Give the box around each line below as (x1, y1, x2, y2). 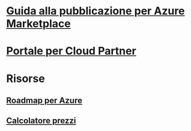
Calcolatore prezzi (6, 115, 76, 126)
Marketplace (6, 17, 71, 31)
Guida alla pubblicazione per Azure (6, 4, 185, 18)
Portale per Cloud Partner (6, 44, 136, 58)
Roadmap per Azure (6, 95, 83, 105)
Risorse (6, 72, 45, 85)
